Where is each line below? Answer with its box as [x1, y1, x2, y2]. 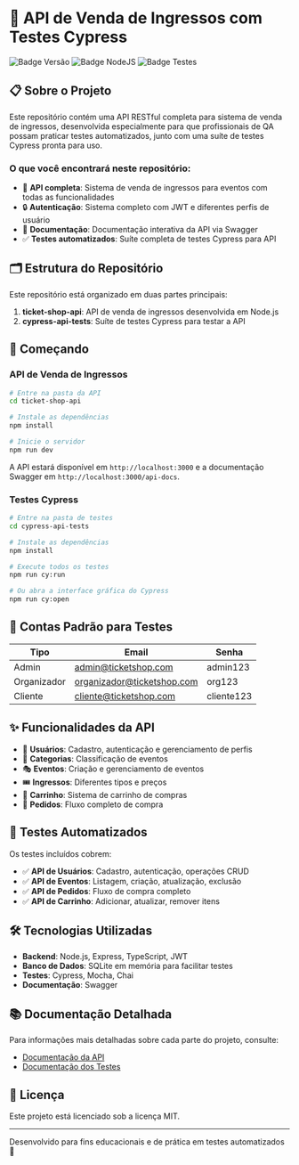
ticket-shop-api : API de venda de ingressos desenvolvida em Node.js [21, 306, 279, 317]
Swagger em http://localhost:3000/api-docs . [9, 471, 181, 482]
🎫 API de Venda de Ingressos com [9, 8, 263, 29]
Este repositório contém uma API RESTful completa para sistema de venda [9, 111, 283, 122]
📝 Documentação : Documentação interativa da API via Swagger [21, 224, 258, 235]
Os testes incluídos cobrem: [9, 848, 112, 859]
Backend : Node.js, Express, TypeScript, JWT [21, 951, 189, 962]
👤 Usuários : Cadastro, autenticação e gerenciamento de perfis [21, 744, 253, 754]
